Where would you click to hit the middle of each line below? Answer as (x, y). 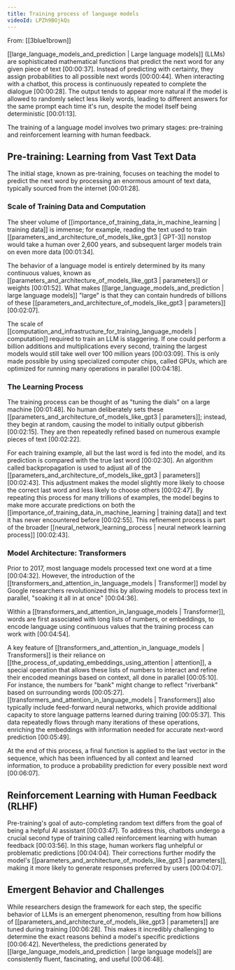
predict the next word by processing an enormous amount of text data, (109, 181)
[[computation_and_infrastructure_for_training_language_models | (102, 331)
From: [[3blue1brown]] (39, 40)
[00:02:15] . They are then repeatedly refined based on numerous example (114, 432)
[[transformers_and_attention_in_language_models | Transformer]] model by (117, 583)
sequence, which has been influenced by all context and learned (100, 758)
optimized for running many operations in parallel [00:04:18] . (95, 368)
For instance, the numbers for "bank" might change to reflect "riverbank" (113, 685)
